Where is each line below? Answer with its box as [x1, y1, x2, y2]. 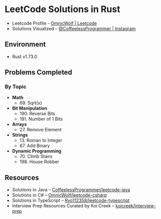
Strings [12, 132, 28, 138]
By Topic [5, 83, 27, 90]
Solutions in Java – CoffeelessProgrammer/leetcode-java [12, 187, 130, 193]
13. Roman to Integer [19, 137, 62, 143]
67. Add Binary [19, 142, 50, 149]
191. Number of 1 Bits [19, 116, 63, 122]
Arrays [12, 121, 27, 127]
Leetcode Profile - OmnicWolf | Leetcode [12, 20, 97, 26]
